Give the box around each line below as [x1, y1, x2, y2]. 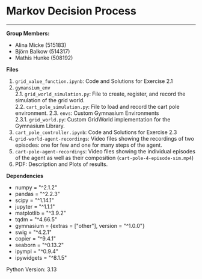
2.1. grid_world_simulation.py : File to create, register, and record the [14, 90, 186, 97]
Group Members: [6, 29, 50, 37]
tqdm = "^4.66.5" [14, 215, 58, 223]
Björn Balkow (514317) [14, 48, 70, 55]
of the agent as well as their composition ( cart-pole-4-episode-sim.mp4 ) [14, 154, 194, 161]
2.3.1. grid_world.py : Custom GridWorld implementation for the [14, 115, 171, 123]
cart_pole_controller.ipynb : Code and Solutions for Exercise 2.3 [14, 128, 177, 136]
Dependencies [6, 172, 44, 179]
